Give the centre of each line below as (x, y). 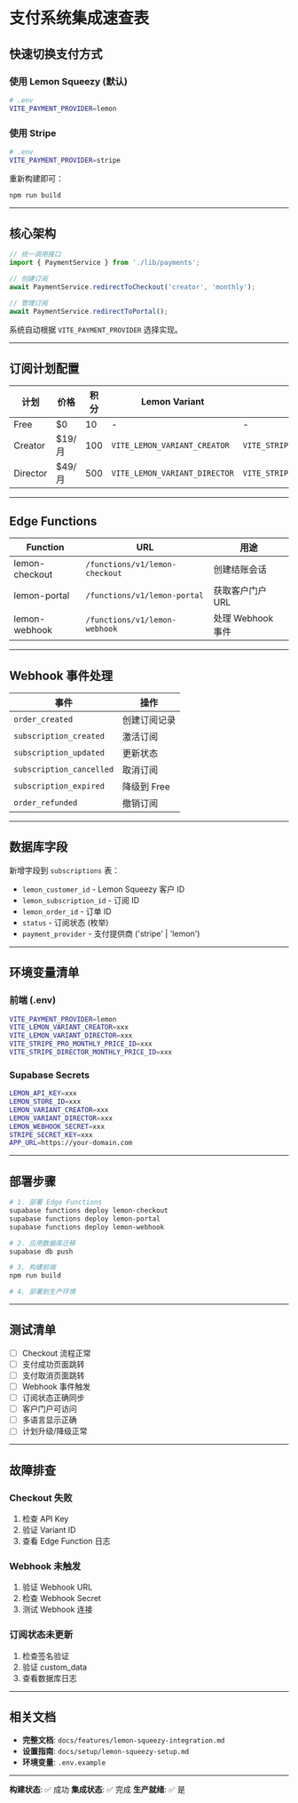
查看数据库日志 (49, 1678)
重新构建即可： (36, 178)
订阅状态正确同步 (53, 1398)
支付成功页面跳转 (53, 1364)
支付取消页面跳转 (53, 1375)
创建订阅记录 (149, 720)
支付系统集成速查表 (79, 18)
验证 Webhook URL (57, 1587)
